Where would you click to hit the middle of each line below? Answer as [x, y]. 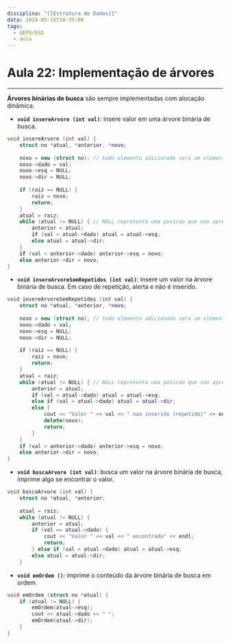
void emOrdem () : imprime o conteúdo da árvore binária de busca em [114, 575]
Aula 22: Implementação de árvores [111, 73]
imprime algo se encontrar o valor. [65, 479]
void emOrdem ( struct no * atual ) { [58, 595]
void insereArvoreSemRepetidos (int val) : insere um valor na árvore [115, 279]
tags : [15, 26]
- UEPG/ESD [29, 33]
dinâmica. [21, 106]
